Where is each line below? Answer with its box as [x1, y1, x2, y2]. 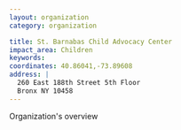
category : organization [9, 21, 98, 30]
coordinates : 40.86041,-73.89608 [9, 62, 133, 71]
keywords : [9, 54, 46, 63]
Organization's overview [9, 111, 98, 121]
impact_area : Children [9, 45, 93, 54]
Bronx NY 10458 [17, 86, 74, 96]
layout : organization [9, 12, 90, 22]
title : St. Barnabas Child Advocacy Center [9, 37, 173, 46]
